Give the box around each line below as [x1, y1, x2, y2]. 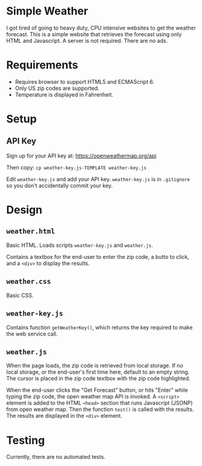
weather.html [6, 227, 55, 236]
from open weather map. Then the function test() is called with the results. [6, 406, 194, 413]
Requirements [6, 59, 78, 72]
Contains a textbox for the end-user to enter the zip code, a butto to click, [6, 253, 190, 260]
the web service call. [6, 330, 58, 337]
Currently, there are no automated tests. [6, 453, 106, 461]
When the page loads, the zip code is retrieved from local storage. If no [6, 362, 184, 369]
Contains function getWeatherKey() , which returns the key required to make [6, 324, 193, 331]
